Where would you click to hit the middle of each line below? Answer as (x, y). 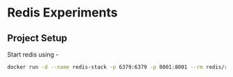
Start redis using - (33, 54)
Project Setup (37, 38)
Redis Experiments (62, 13)
